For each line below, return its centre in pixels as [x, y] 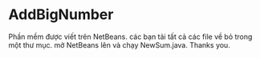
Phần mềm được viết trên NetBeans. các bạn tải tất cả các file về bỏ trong [130, 37]
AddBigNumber [61, 15]
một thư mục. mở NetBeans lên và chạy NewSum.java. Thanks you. [119, 44]
